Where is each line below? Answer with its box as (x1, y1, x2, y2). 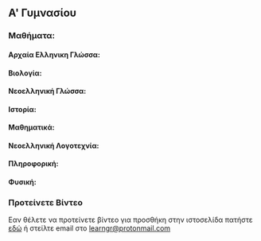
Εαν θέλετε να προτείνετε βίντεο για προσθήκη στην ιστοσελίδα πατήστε (8, 215, 253, 225)
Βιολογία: (8, 68, 42, 78)
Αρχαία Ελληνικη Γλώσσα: (8, 49, 101, 59)
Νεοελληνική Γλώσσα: (8, 87, 87, 96)
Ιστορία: (8, 104, 37, 114)
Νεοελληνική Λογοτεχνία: (8, 141, 99, 150)
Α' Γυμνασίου (8, 6, 77, 20)
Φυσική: (8, 177, 37, 187)
